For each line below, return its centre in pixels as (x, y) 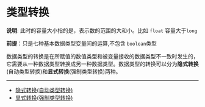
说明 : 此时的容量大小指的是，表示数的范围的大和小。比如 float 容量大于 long (102, 30)
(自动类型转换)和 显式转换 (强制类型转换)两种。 (64, 71)
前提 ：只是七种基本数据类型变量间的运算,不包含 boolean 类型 (82, 43)
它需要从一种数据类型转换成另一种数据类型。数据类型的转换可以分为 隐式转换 (103, 64)
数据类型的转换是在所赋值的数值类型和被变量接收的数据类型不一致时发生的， (103, 56)
